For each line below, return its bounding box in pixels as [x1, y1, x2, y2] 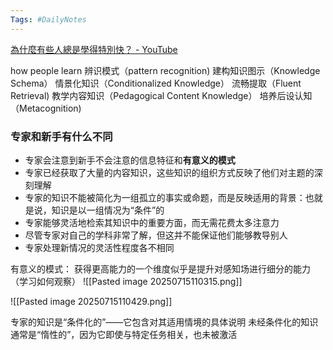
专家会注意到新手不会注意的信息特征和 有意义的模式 [24, 154, 236, 166]
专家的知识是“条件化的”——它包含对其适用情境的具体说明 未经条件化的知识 [10, 316, 319, 328]
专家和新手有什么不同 [10, 129, 113, 143]
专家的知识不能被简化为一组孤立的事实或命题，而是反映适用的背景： [24, 191, 306, 203]
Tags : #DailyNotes [10, 14, 87, 25]
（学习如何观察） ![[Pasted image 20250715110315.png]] [10, 275, 243, 287]
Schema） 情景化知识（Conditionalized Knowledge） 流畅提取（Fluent [10, 77, 302, 89]
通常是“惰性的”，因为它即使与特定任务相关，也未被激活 [10, 328, 238, 340]
